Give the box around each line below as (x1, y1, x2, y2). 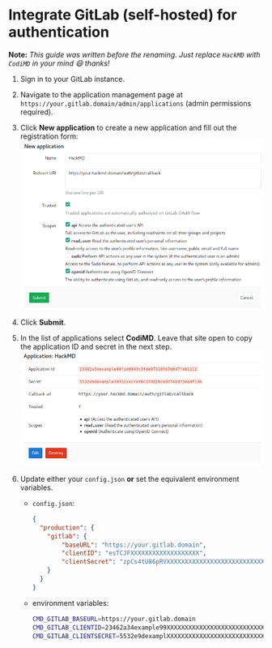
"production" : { (39, 523, 95, 532)
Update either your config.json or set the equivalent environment (19, 474, 240, 483)
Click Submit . (19, 317, 66, 327)
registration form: (19, 131, 79, 141)
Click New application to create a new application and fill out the (19, 122, 237, 132)
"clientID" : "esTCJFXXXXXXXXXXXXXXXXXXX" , (61, 549, 207, 557)
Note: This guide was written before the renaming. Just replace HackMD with (8, 49, 261, 59)
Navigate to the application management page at (19, 89, 184, 99)
